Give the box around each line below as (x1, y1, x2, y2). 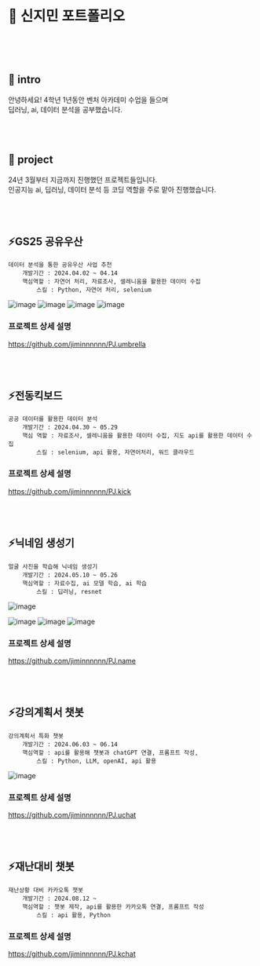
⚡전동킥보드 (8, 390, 63, 403)
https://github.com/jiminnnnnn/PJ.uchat (8, 810, 137, 819)
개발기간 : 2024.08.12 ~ (22, 895, 97, 902)
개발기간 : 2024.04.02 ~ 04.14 (22, 269, 118, 277)
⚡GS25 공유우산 (8, 235, 83, 248)
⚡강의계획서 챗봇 (8, 706, 84, 719)
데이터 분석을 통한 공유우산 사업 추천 (8, 261, 112, 269)
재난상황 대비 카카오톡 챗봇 (8, 886, 84, 894)
